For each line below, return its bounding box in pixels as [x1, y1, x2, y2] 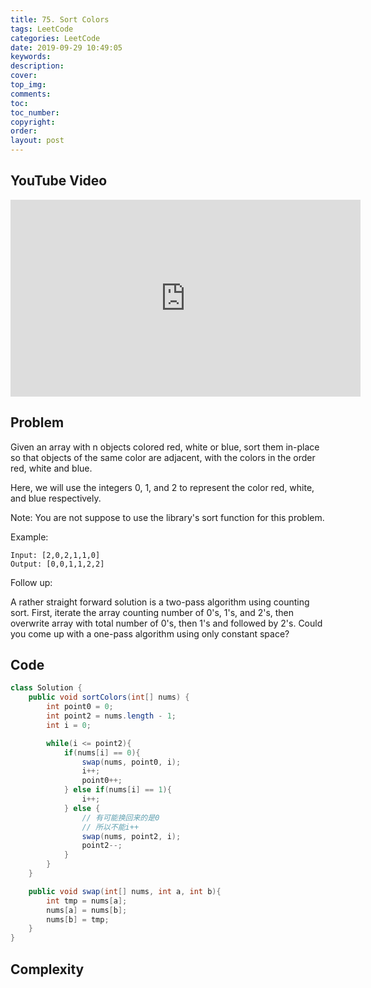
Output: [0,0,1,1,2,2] [10, 559, 105, 569]
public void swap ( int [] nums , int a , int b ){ [28, 886, 222, 896]
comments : [10, 89, 52, 99]
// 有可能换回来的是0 [81, 812, 160, 823]
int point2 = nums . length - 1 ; [46, 711, 177, 721]
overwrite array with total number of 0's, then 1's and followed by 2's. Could [10, 617, 323, 629]
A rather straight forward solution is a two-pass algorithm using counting [10, 596, 310, 608]
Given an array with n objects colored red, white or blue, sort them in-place [10, 441, 320, 453]
